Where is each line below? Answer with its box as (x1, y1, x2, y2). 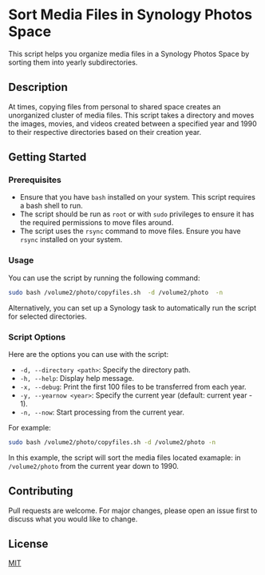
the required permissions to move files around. (19, 218, 174, 228)
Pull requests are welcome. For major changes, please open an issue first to (8, 506, 258, 515)
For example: (8, 422, 52, 432)
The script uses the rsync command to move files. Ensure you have (19, 226, 241, 236)
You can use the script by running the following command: (8, 273, 200, 283)
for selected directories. (8, 311, 87, 321)
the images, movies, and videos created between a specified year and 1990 (8, 118, 257, 129)
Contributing (8, 485, 73, 498)
